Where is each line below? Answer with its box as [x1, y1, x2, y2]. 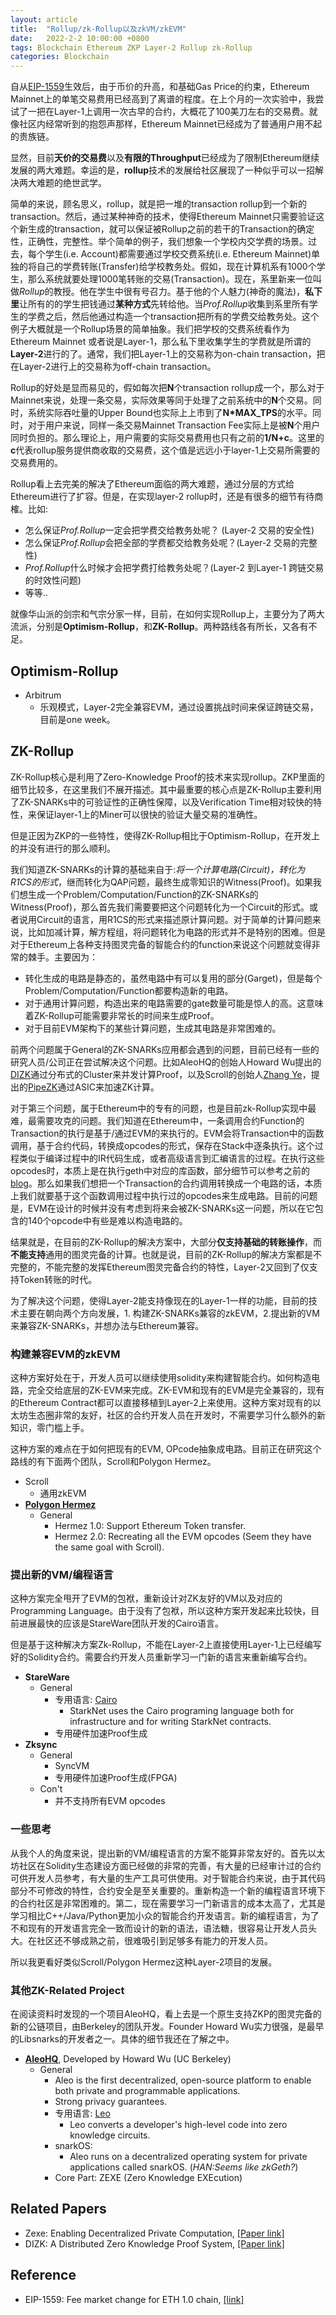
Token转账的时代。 [18, 1273, 98, 1285]
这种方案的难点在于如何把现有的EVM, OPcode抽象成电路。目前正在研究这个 [10, 1443, 322, 1455]
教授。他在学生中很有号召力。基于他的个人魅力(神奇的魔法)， [53, 286, 306, 298]
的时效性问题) [24, 574, 82, 586]
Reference [10, 2267, 77, 2284]
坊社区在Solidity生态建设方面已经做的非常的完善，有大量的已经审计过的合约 [10, 1859, 322, 1871]
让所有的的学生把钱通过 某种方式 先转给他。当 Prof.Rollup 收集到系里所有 [19, 298, 310, 310]
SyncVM [54, 1760, 90, 1772]
